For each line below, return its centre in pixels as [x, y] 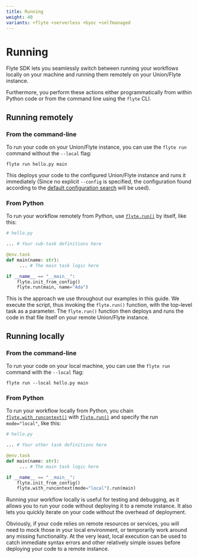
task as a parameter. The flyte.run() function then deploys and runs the [95, 311]
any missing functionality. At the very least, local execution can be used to [97, 536]
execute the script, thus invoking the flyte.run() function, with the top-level [99, 305]
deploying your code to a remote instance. [58, 549]
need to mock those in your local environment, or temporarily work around [97, 530]
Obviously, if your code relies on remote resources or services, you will [92, 524]
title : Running [25, 12]
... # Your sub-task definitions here [54, 244]
